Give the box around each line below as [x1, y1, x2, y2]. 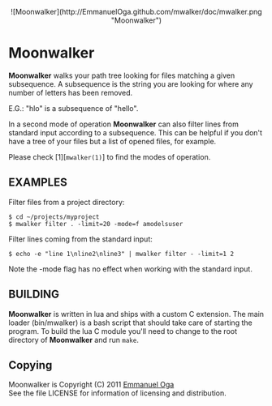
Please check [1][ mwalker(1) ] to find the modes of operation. [8, 152, 211, 161]
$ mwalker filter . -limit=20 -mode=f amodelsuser [8, 220, 183, 228]
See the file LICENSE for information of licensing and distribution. [8, 388, 227, 398]
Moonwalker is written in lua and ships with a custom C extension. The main [8, 309, 265, 318]
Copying [8, 358, 53, 372]
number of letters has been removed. [8, 88, 133, 97]
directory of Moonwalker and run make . [8, 335, 140, 344]
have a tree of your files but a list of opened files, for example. [8, 136, 217, 146]
